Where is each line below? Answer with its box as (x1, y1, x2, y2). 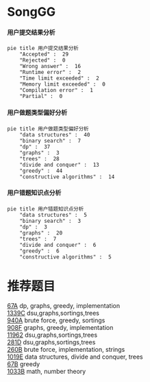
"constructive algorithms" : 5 (19, 253, 112, 261)
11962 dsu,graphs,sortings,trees (7, 331, 98, 339)
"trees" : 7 (19, 235, 57, 242)
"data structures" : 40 (19, 131, 90, 138)
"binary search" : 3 (19, 217, 81, 224)
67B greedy (7, 359, 40, 368)
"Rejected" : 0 (19, 57, 66, 64)
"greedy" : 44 (19, 167, 63, 174)
